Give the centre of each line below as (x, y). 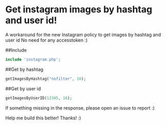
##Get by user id (23, 88)
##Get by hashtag (24, 69)
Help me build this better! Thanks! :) (43, 118)
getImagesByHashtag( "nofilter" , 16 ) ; (46, 79)
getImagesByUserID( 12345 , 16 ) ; (39, 98)
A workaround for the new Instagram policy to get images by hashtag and (83, 34)
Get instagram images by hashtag (79, 10)
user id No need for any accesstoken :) (47, 40)
